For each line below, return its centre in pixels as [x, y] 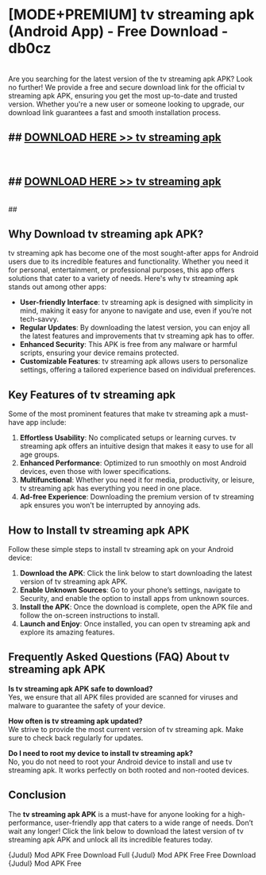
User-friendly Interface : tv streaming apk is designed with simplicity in [136, 303]
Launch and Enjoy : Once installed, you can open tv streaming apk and [135, 624]
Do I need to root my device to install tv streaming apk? [100, 753]
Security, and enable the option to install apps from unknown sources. [134, 598]
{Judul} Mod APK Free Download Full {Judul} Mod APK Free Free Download [132, 854]
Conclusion [37, 795]
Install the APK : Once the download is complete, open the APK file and [136, 607]
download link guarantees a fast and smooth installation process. [114, 112]
